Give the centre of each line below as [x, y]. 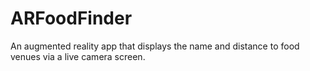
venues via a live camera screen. [78, 56]
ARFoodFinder [71, 18]
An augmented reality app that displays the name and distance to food [155, 46]
